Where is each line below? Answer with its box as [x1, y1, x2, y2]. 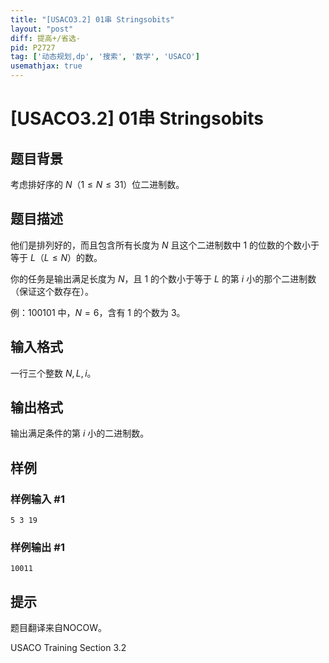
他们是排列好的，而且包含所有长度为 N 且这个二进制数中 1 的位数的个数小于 [10, 239, 320, 251]
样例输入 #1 [10, 492, 65, 506]
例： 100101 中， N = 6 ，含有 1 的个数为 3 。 [10, 306, 186, 318]
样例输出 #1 [10, 541, 65, 555]
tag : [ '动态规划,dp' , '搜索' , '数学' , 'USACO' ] [10, 52, 200, 62]
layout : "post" [10, 24, 74, 34]
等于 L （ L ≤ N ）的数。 [10, 251, 103, 263]
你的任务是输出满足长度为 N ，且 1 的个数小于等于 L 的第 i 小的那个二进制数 [10, 272, 317, 285]
